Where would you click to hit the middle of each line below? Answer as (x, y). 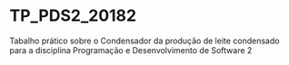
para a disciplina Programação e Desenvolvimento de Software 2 (131, 50)
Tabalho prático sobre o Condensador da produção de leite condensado (144, 41)
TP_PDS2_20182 (73, 16)
